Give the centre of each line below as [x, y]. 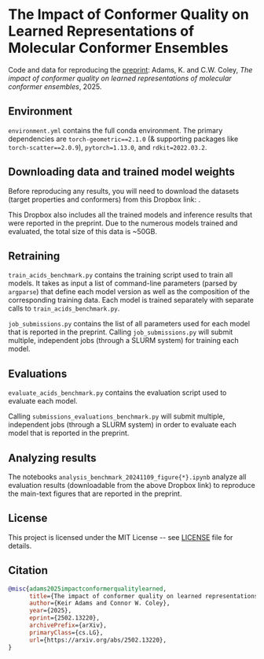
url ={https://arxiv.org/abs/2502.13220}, [98, 640]
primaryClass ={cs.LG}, [66, 632]
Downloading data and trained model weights [122, 172]
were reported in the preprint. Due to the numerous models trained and [123, 223]
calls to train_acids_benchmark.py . [64, 308]
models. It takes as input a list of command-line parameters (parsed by [123, 283]
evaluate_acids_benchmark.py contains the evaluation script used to [117, 393]
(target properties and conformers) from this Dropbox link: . [104, 199]
